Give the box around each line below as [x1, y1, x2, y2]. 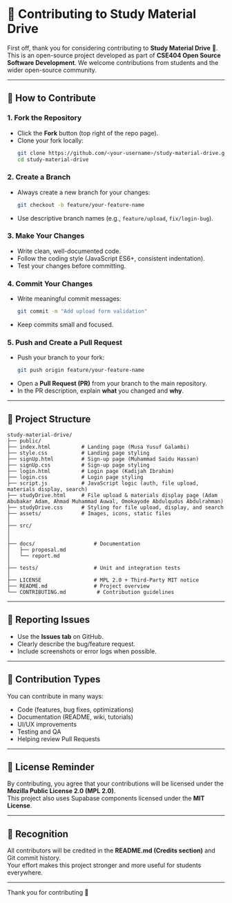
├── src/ [7, 522, 32, 529]
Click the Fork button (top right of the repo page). [17, 129, 159, 137]
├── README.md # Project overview [7, 583, 150, 590]
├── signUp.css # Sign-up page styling [7, 462, 150, 469]
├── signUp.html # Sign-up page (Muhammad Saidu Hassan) [7, 456, 199, 463]
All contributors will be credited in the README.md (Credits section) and [7, 846, 215, 855]
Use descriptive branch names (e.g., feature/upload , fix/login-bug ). [17, 214, 214, 222]
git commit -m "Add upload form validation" [17, 308, 148, 315]
